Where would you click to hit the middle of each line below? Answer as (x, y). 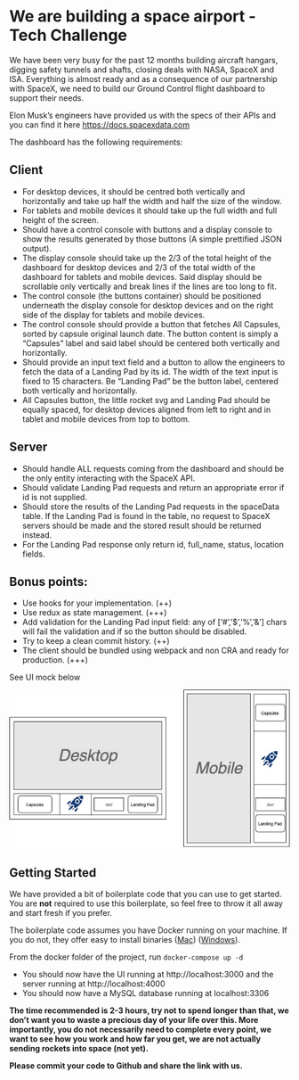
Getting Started (53, 873)
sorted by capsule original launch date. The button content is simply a (150, 334)
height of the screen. (61, 219)
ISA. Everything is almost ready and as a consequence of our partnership (143, 78)
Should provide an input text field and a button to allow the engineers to (154, 362)
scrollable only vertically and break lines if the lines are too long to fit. (149, 286)
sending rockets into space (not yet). (79, 1048)
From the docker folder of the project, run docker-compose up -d (126, 957)
